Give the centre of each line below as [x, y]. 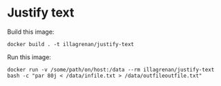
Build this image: [31, 32]
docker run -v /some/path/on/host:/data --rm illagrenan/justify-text [111, 69]
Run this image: [29, 57]
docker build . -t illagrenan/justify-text [71, 44]
